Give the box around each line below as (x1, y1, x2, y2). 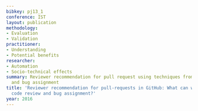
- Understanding (6, 47, 46, 53)
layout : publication (6, 19, 57, 25)
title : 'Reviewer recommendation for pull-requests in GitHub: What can (6, 85, 189, 91)
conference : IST (6, 14, 46, 20)
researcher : (6, 58, 35, 63)
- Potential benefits (6, 52, 60, 58)
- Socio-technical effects (6, 69, 72, 75)
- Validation (6, 36, 38, 42)
